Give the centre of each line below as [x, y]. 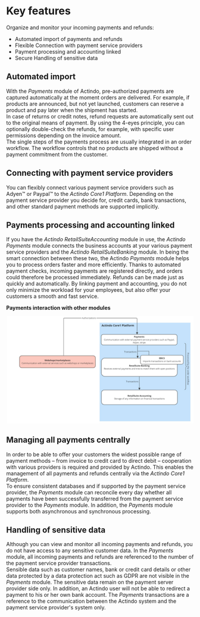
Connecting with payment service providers [90, 173]
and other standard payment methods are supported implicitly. [83, 206]
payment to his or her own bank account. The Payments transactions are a [98, 595]
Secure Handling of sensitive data [56, 58]
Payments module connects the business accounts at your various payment [99, 246]
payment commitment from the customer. [57, 154]
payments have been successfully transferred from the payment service [95, 498]
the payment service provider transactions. [59, 563]
